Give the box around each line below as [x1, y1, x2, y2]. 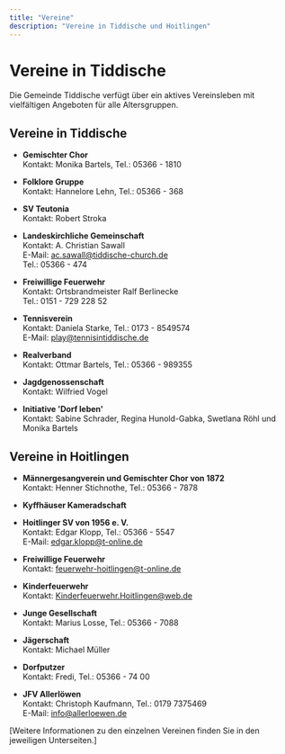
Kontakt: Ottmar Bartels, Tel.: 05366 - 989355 [22, 359, 193, 370]
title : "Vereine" [9, 13, 75, 22]
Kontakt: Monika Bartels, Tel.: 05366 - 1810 [22, 159, 182, 170]
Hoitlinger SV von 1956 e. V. [22, 517, 129, 528]
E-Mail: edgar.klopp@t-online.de [22, 536, 144, 547]
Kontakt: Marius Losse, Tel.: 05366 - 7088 [22, 617, 180, 628]
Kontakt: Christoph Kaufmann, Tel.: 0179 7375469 [22, 698, 208, 709]
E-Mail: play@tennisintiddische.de [22, 332, 149, 343]
